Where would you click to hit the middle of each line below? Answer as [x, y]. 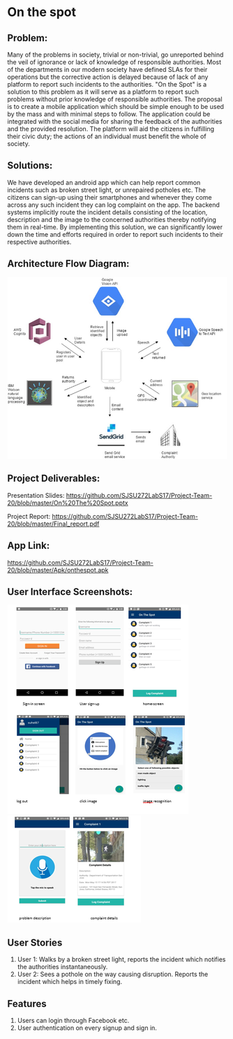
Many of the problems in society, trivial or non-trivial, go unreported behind [115, 54]
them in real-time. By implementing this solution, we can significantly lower [115, 227]
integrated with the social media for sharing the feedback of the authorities [115, 121]
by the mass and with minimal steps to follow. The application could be [109, 114]
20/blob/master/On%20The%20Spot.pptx [68, 503]
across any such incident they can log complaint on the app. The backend [113, 205]
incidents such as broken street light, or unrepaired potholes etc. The [106, 190]
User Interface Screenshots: [70, 592]
